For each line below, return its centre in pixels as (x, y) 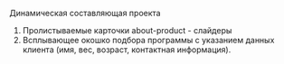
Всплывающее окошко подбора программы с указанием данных (148, 40)
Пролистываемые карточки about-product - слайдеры (127, 30)
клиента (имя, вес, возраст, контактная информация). (127, 50)
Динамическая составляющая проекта (85, 13)
